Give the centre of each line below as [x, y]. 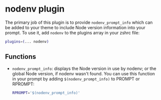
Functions [21, 57]
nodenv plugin [35, 9]
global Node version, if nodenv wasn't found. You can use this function [83, 73]
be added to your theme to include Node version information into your [75, 27]
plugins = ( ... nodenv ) [27, 42]
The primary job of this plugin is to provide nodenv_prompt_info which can [79, 22]
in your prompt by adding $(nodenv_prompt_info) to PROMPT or [76, 79]
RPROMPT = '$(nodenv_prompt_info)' [46, 93]
